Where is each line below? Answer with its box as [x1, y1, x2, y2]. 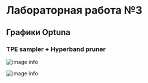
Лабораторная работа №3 [6, 4, 143, 17]
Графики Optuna [6, 27, 70, 37]
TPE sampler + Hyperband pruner [6, 45, 106, 53]
